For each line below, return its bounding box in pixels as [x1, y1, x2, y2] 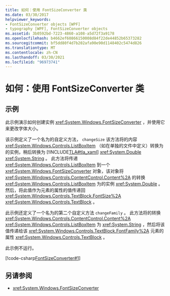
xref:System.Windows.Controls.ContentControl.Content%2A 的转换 [5, 174, 146, 181]
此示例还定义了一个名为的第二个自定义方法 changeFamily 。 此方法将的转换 [5, 210, 161, 216]
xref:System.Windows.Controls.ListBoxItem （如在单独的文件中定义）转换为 [5, 143, 164, 149]
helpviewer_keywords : [5, 17, 51, 22]
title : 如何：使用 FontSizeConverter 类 [5, 7, 87, 13]
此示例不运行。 [5, 245, 37, 251]
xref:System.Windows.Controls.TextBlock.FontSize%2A [5, 193, 121, 199]
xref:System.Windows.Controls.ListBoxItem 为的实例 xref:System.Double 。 [5, 181, 163, 187]
